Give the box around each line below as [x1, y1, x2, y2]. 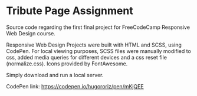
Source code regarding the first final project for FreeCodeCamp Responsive [6, 24, 191, 31]
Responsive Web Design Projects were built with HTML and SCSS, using [6, 41, 182, 48]
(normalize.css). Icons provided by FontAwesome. [6, 60, 128, 67]
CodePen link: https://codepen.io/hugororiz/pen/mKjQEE [6, 82, 145, 90]
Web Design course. [6, 29, 56, 37]
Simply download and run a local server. [6, 71, 104, 78]
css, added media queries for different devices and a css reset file [6, 54, 167, 61]
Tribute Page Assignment [6, 4, 134, 18]
